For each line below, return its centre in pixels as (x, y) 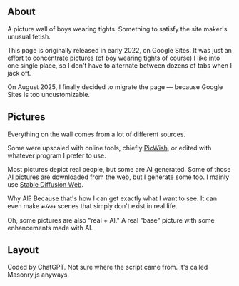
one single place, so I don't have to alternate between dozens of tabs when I (119, 65)
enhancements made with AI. (50, 228)
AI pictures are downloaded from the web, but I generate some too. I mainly (118, 177)
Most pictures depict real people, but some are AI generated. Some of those (119, 169)
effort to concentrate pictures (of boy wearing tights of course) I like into (114, 58)
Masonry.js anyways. (39, 275)
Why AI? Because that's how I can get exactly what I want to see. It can (112, 198)
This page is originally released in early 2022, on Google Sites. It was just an (119, 50)
